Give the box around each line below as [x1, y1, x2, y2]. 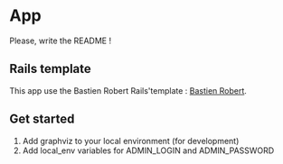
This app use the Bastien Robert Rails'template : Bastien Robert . [9, 85, 247, 96]
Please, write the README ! [9, 35, 111, 46]
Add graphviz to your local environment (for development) [22, 135, 240, 146]
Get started [9, 112, 75, 127]
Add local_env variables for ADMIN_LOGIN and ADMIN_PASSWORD [22, 145, 275, 156]
